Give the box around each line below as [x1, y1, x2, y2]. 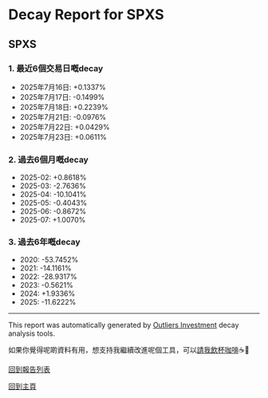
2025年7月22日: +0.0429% [19, 122, 110, 132]
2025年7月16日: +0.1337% [19, 82, 106, 92]
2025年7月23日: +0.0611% [19, 132, 108, 141]
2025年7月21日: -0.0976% [19, 112, 107, 121]
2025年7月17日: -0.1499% [19, 92, 105, 101]
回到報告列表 [8, 365, 50, 374]
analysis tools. [8, 329, 56, 338]
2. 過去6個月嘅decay [8, 154, 89, 165]
